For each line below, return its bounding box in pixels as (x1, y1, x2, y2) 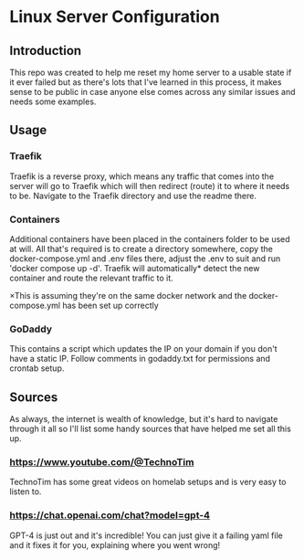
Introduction (9, 43, 82, 58)
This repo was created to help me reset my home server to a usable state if (9, 67, 292, 78)
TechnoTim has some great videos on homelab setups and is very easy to (9, 477, 287, 488)
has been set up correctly (62, 300, 160, 311)
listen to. (9, 486, 42, 497)
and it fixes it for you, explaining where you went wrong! (9, 539, 221, 550)
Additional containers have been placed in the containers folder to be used (9, 233, 290, 244)
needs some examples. (9, 96, 97, 107)
